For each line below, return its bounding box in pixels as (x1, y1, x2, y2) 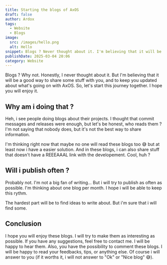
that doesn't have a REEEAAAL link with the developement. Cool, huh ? (5, 152, 151, 158)
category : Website (5, 58, 43, 63)
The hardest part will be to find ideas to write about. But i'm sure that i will (5, 200, 157, 206)
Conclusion (5, 220, 42, 228)
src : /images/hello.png (9, 40, 59, 45)
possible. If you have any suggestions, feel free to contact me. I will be (5, 238, 150, 244)
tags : (5, 21, 16, 26)
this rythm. (5, 190, 27, 196)
